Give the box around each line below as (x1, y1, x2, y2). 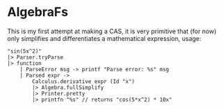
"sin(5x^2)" (7, 48, 42, 55)
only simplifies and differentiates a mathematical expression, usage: (7, 34, 201, 42)
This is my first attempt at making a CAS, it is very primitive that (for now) (7, 27, 217, 35)
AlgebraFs (7, 4, 68, 20)
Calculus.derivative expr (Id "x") (32, 77, 135, 85)
